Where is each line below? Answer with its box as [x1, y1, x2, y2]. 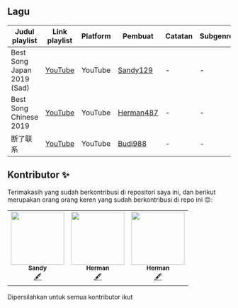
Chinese [11, 112, 39, 122]
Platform [81, 31, 111, 41]
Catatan [165, 31, 193, 41]
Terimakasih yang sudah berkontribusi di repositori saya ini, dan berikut [7, 188, 216, 196]
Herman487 [118, 108, 159, 118]
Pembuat [123, 31, 154, 41]
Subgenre [199, 31, 234, 41]
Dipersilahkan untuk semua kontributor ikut [7, 292, 133, 301]
